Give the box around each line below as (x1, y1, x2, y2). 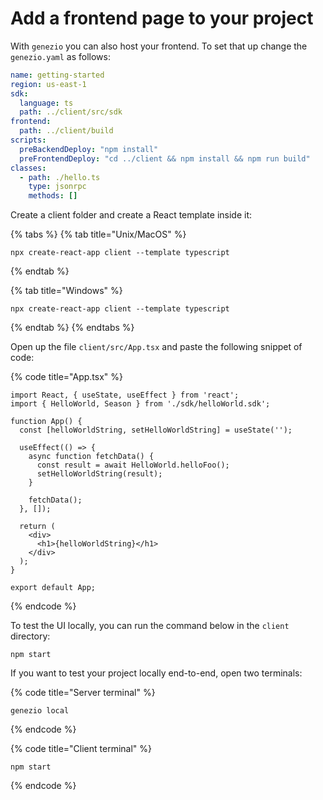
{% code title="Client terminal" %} (10, 743, 153, 755)
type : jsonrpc (28, 182, 87, 192)
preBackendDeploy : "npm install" (19, 144, 159, 154)
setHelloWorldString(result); (36, 469, 163, 479)
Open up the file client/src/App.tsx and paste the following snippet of (10, 341, 303, 353)
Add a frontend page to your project (10, 7, 314, 30)
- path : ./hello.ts (19, 172, 101, 182)
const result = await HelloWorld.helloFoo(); (36, 460, 230, 471)
